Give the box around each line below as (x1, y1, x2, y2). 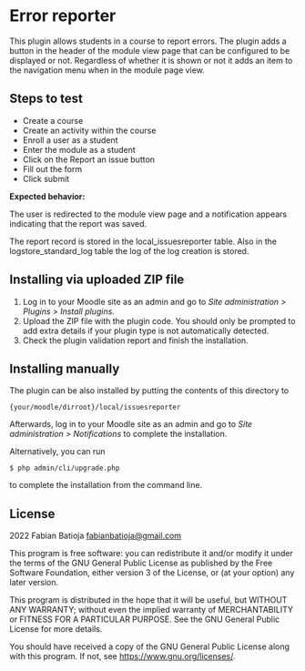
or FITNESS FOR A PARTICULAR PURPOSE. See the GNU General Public (9, 614, 280, 625)
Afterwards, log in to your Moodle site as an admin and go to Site (9, 419, 253, 430)
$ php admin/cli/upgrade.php (9, 463, 120, 473)
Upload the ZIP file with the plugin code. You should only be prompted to (22, 315, 296, 326)
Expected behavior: (9, 190, 86, 201)
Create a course (22, 115, 84, 126)
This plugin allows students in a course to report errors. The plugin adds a (9, 36, 287, 46)
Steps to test (9, 91, 84, 107)
